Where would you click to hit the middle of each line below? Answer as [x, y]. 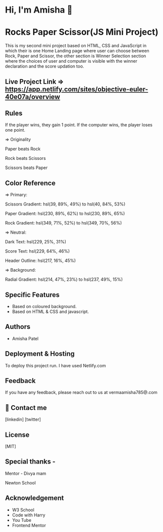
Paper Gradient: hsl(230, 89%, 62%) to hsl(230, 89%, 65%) [65, 214]
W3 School [23, 510]
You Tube [22, 520]
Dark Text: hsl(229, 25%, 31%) [36, 242]
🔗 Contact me [26, 408]
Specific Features [32, 295]
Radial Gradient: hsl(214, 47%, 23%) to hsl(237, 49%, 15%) [64, 279]
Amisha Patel [25, 338]
